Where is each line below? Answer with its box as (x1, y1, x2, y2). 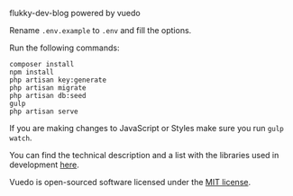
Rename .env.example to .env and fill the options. (9, 25, 192, 35)
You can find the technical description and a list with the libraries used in (9, 150, 279, 160)
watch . (9, 132, 32, 143)
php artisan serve (9, 107, 78, 116)
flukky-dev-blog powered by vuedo (9, 8, 142, 18)
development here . (9, 159, 79, 170)
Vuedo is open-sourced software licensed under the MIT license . (9, 177, 251, 187)
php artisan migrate (9, 84, 87, 93)
